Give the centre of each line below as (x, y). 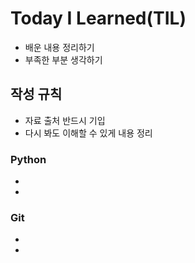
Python (28, 159)
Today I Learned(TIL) (98, 18)
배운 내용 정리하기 (59, 47)
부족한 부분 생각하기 (63, 59)
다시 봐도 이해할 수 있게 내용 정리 (88, 133)
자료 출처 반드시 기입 (65, 120)
